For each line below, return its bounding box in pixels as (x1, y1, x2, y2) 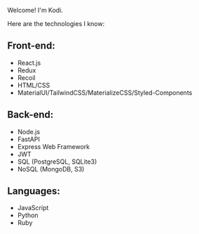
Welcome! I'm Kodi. (7, 6, 63, 14)
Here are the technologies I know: (7, 20, 105, 27)
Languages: (7, 186, 61, 197)
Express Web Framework (17, 142, 90, 150)
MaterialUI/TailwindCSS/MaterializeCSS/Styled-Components (17, 88, 193, 97)
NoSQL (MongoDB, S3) (17, 164, 85, 173)
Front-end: (7, 40, 55, 52)
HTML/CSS (17, 81, 50, 89)
